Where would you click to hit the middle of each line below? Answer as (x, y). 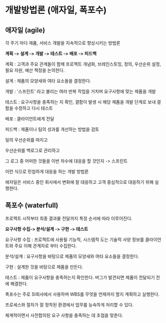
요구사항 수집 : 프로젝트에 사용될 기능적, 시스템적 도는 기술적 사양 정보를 (75, 240)
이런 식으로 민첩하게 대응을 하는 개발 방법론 (47, 171)
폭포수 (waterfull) (32, 205)
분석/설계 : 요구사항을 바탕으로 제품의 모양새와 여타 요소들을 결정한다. (72, 256)
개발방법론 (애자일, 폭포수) (56, 10)
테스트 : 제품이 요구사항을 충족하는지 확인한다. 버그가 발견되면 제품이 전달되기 (80, 277)
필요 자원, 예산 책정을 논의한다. (35, 70)
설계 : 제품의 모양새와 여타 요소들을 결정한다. (48, 81)
